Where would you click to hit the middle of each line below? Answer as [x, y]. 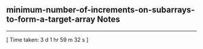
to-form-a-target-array [51, 20]
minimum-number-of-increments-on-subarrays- [101, 10]
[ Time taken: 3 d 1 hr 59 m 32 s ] [47, 39]
